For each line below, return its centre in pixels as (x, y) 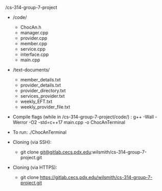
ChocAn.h (31, 27)
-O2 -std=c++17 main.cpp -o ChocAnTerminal (77, 122)
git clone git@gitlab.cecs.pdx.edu (56, 152)
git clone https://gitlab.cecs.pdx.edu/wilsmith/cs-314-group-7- (86, 177)
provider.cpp (34, 38)
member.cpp (34, 44)
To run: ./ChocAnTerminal (40, 132)
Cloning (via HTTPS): (35, 167)
